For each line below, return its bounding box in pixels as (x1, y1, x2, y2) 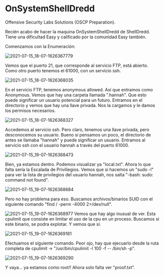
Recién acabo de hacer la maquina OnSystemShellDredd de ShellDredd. (5, 28, 150, 34)
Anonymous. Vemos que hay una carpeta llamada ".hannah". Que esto (5, 92, 147, 98)
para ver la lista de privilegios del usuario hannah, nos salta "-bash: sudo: (5, 171, 153, 177)
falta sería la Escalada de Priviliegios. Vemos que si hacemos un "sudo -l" (5, 166, 154, 172)
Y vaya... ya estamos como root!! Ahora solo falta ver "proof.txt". (5, 264, 136, 270)
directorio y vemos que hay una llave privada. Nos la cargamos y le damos (5, 102, 155, 108)
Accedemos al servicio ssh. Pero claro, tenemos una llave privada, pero (5, 126, 149, 133)
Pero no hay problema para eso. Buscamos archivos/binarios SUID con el (5, 196, 153, 202)
